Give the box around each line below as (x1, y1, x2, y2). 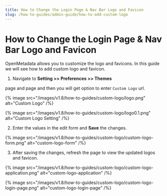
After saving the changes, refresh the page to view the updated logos (12, 149, 156, 155)
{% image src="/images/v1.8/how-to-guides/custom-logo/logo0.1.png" (5, 110, 151, 116)
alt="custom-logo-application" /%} (40, 170, 112, 176)
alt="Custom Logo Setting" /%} (5, 115, 70, 121)
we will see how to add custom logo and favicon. (5, 66, 106, 72)
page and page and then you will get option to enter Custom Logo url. (5, 85, 146, 91)
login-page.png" (5, 185, 39, 191)
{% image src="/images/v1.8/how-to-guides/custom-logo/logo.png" (5, 95, 146, 101)
